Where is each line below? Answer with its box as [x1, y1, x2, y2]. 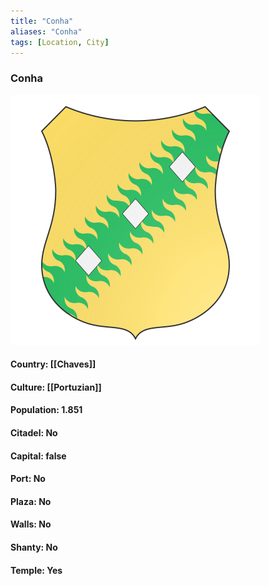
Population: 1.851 [10, 404, 83, 416]
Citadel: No [10, 427, 58, 439]
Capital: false [10, 450, 67, 462]
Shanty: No [10, 541, 58, 554]
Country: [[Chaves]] [10, 358, 97, 370]
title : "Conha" [10, 16, 74, 26]
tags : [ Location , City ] [10, 37, 110, 47]
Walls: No [10, 518, 52, 530]
